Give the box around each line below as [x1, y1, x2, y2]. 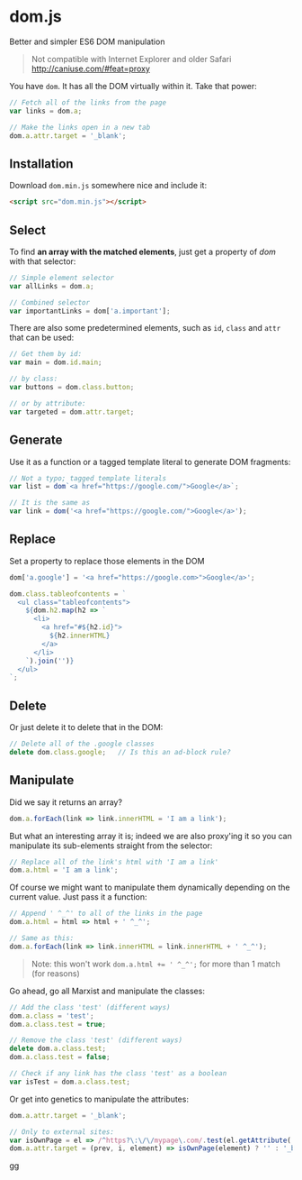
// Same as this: [9, 934, 75, 943]
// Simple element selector [9, 273, 115, 282]
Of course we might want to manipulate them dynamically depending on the [9, 882, 290, 893]
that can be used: [9, 332, 75, 343]
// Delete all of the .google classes [9, 739, 155, 749]
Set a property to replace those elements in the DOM [9, 555, 205, 566]
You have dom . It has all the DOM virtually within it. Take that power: [9, 80, 258, 91]
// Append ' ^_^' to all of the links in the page [9, 909, 203, 919]
